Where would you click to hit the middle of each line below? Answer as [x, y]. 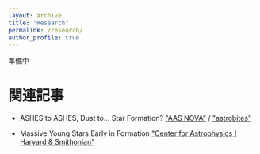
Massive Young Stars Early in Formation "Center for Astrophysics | [128, 133]
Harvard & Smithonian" [57, 142]
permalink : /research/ [46, 30]
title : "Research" [38, 23]
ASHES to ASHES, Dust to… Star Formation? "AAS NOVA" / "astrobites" [136, 118]
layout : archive [35, 15]
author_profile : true [44, 38]
